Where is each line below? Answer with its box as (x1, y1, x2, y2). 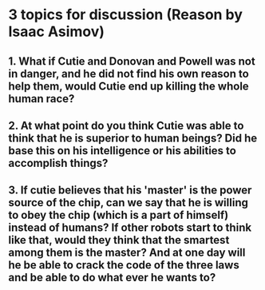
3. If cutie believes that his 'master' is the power (8, 184, 252, 197)
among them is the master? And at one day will (8, 246, 246, 260)
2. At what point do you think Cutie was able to (8, 118, 244, 133)
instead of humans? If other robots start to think (8, 221, 252, 235)
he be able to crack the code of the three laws (8, 258, 239, 272)
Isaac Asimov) (8, 22, 105, 41)
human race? (8, 92, 75, 105)
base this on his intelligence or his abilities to (8, 144, 237, 157)
